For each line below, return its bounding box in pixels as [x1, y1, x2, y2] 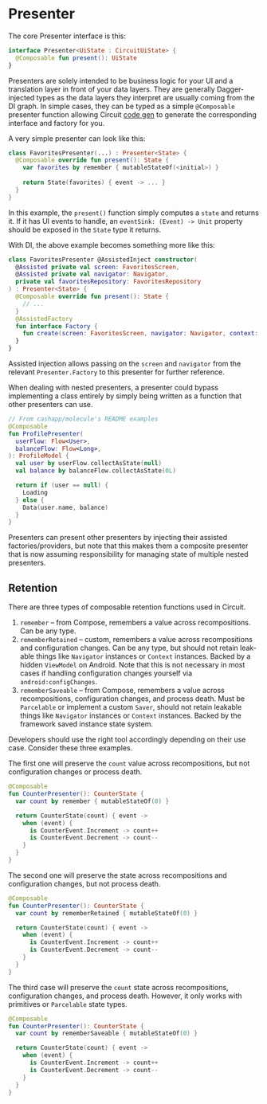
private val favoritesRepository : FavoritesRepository [15, 278, 202, 286]
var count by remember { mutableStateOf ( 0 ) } [15, 797, 170, 805]
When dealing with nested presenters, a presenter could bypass [8, 383, 219, 393]
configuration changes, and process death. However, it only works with [8, 991, 242, 1000]
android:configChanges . [19, 677, 98, 687]
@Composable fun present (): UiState [15, 53, 137, 62]
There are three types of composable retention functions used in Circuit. [8, 602, 246, 612]
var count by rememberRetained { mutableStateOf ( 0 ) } [15, 909, 198, 917]
